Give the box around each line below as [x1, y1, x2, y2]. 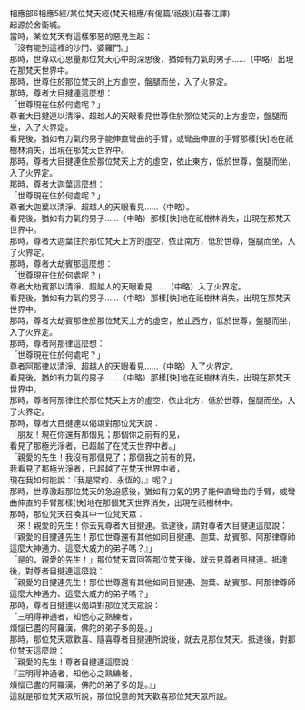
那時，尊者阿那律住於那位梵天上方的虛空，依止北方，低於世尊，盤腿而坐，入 [9, 395, 296, 405]
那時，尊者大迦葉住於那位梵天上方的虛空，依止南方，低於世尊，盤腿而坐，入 [9, 236, 296, 246]
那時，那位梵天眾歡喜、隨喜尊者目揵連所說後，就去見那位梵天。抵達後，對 [9, 634, 288, 644]
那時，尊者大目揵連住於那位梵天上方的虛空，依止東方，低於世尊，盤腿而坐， [9, 156, 296, 167]
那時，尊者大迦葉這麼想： [9, 178, 105, 189]
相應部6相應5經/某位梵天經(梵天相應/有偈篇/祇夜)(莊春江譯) [9, 8, 231, 18]
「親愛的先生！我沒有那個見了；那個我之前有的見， [9, 451, 201, 462]
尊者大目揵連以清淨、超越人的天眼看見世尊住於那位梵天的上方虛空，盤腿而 [9, 110, 288, 121]
